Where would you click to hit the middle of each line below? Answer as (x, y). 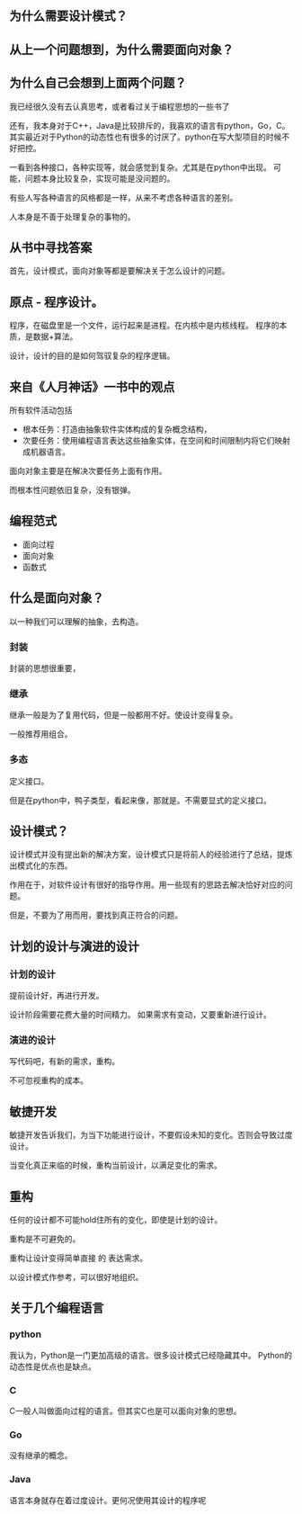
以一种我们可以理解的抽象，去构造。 (76, 621)
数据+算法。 (55, 336)
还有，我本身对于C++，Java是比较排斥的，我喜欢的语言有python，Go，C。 (150, 125)
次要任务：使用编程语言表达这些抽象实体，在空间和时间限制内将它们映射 (156, 441)
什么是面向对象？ (57, 598)
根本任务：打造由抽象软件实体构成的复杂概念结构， (117, 429)
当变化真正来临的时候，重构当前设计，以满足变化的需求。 (115, 1165)
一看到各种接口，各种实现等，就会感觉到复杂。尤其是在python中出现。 (140, 167)
